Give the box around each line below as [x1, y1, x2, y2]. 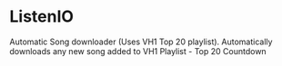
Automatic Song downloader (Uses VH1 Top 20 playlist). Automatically [9, 36, 273, 47]
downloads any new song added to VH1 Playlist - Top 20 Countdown [9, 45, 267, 56]
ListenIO [9, 6, 75, 27]
